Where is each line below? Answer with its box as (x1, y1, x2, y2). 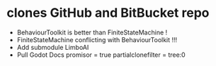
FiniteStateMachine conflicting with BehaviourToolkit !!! (16, 35, 178, 44)
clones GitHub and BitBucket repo (6, 5, 210, 21)
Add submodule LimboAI (16, 43, 89, 51)
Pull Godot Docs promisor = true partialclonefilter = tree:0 (16, 51, 186, 59)
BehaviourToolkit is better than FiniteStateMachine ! (16, 28, 168, 37)
